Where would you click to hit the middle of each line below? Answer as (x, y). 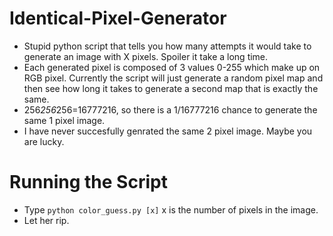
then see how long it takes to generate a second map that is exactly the (171, 88)
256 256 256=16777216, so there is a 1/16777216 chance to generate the (170, 109)
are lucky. (44, 141)
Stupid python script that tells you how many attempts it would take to (167, 46)
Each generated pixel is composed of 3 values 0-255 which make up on (172, 67)
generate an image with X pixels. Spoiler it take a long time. (146, 56)
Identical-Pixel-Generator (118, 18)
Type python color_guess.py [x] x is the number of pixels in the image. (171, 209)
